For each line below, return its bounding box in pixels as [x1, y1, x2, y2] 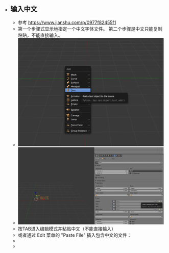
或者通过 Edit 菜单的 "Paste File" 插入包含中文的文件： [17, 232, 132, 238]
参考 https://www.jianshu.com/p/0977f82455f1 [17, 19, 116, 26]
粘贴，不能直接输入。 [17, 32, 63, 38]
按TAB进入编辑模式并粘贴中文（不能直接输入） [17, 226, 116, 232]
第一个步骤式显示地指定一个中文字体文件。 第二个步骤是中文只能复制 [17, 26, 162, 32]
